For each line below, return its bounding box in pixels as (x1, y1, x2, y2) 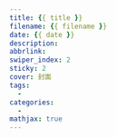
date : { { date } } (9, 30, 75, 39)
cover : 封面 (9, 73, 52, 82)
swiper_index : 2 (9, 55, 71, 64)
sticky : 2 (9, 64, 47, 74)
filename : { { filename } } (9, 22, 107, 31)
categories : (9, 97, 54, 107)
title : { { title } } (9, 13, 83, 23)
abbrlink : (9, 47, 47, 56)
